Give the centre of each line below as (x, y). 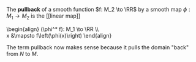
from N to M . (22, 53)
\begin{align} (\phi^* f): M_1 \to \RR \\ (53, 29)
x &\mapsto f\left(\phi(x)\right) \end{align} (59, 35)
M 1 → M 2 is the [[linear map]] (43, 16)
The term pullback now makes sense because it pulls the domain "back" (97, 47)
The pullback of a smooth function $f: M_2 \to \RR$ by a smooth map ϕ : (99, 9)
